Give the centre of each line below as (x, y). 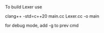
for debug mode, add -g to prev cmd (42, 25)
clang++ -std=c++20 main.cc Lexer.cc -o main (52, 16)
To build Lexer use (24, 7)
